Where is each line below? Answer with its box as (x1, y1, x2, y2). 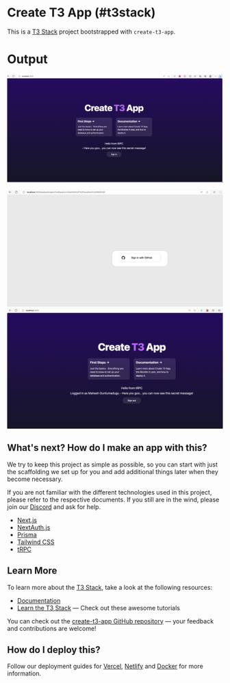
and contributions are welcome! (7, 624, 97, 632)
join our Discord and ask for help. (7, 502, 101, 511)
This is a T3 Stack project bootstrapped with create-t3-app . (7, 27, 176, 36)
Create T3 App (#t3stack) (7, 5, 156, 21)
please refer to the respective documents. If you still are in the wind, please (7, 495, 220, 504)
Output (7, 51, 48, 67)
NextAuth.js (16, 523, 51, 532)
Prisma (16, 530, 38, 538)
